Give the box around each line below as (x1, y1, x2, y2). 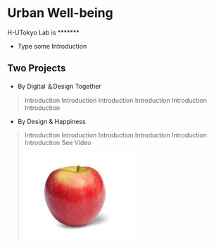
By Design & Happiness (17, 117, 86, 125)
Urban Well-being (7, 5, 114, 21)
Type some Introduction (17, 42, 87, 50)
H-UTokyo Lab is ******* (7, 28, 80, 37)
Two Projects (7, 62, 66, 75)
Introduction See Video (24, 138, 92, 147)
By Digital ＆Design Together (17, 82, 102, 90)
